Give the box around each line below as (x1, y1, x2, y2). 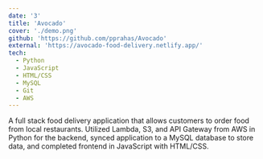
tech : (8, 49, 27, 57)
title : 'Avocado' (8, 19, 67, 27)
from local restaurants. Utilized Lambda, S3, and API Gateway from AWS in (8, 124, 256, 134)
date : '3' (8, 11, 42, 20)
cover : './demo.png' (8, 26, 78, 35)
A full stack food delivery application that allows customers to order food (8, 116, 249, 125)
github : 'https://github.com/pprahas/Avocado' (8, 34, 167, 43)
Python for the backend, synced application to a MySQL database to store (8, 133, 254, 143)
